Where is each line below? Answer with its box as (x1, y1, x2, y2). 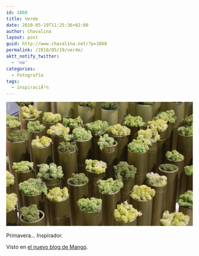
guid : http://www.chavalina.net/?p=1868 (6, 41, 108, 47)
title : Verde (6, 15, 38, 22)
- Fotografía (11, 72, 44, 78)
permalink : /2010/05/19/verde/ (6, 47, 84, 53)
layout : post (6, 34, 38, 41)
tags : (6, 78, 20, 84)
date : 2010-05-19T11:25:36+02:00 (6, 22, 89, 28)
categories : (6, 66, 36, 72)
